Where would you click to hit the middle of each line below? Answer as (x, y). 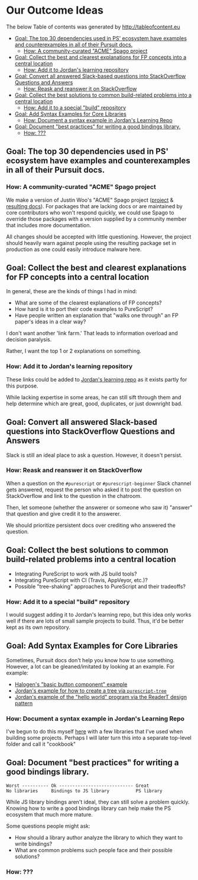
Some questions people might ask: (48, 826)
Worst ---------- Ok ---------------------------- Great (78, 786)
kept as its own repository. (38, 627)
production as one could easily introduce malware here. (74, 249)
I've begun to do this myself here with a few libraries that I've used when (95, 732)
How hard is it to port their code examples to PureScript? (84, 309)
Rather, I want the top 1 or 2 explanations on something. (74, 351)
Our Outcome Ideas (55, 10)
